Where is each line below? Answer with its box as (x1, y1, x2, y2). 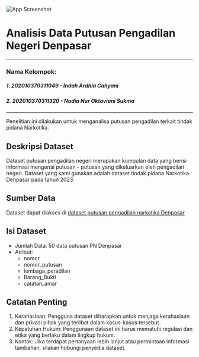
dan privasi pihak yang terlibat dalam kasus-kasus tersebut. (14, 319, 161, 326)
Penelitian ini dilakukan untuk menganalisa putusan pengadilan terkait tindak (6, 118, 192, 125)
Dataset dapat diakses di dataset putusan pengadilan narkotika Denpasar (6, 208, 185, 216)
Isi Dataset (6, 226, 46, 236)
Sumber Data (6, 193, 56, 203)
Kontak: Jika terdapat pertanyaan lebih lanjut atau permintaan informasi (14, 338, 190, 345)
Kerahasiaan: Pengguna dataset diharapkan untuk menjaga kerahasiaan (14, 312, 190, 320)
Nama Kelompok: (6, 67, 57, 75)
